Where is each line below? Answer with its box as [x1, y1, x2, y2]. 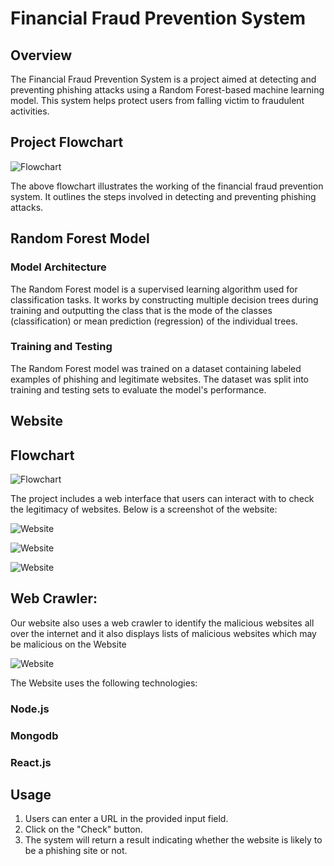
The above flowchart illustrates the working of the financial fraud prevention [10, 180, 324, 192]
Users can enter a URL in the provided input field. [24, 813, 229, 825]
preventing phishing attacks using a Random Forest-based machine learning [10, 84, 325, 96]
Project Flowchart [10, 134, 124, 151]
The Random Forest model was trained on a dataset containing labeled [10, 362, 302, 374]
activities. [10, 105, 50, 117]
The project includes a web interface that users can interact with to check [10, 493, 315, 504]
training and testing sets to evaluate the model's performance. [10, 383, 267, 396]
